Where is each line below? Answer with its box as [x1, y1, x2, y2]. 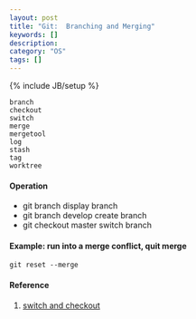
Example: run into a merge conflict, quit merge [9, 240, 187, 251]
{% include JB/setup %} [9, 81, 99, 91]
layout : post [9, 13, 59, 23]
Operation [9, 180, 48, 191]
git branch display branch [22, 200, 118, 211]
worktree [9, 161, 42, 170]
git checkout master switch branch [22, 219, 152, 231]
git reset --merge [9, 260, 79, 270]
